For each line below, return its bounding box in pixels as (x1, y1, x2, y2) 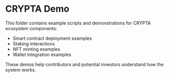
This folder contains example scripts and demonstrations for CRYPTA (5, 20, 151, 26)
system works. (5, 67, 36, 73)
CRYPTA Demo (5, 3, 70, 15)
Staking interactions (12, 40, 55, 46)
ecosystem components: (5, 25, 58, 31)
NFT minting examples (12, 46, 60, 52)
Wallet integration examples (12, 51, 71, 58)
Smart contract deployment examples (12, 35, 92, 41)
